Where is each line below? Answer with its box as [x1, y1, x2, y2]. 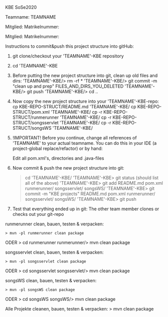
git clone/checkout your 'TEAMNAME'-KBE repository [12, 53, 124, 59]
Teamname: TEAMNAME [5, 14, 56, 20]
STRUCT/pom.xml [12, 109, 50, 115]
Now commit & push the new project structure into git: [12, 165, 124, 171]
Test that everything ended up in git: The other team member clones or [12, 206, 159, 212]
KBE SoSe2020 [5, 5, 37, 10]
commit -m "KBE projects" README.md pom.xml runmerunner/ [25, 191, 155, 197]
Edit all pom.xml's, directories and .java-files [12, 155, 104, 161]
